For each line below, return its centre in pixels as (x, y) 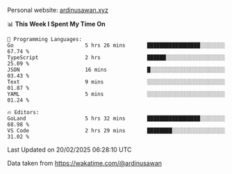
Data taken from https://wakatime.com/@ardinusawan (84, 163)
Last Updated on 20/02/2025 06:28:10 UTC (69, 150)
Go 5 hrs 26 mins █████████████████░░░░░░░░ (116, 45)
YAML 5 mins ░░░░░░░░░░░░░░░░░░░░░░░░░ (116, 94)
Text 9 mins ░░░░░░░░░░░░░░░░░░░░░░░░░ (116, 82)
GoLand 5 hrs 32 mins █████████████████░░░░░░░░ (116, 118)
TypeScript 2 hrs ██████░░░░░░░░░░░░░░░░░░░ (116, 58)
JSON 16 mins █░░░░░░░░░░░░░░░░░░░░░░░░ (116, 70)
